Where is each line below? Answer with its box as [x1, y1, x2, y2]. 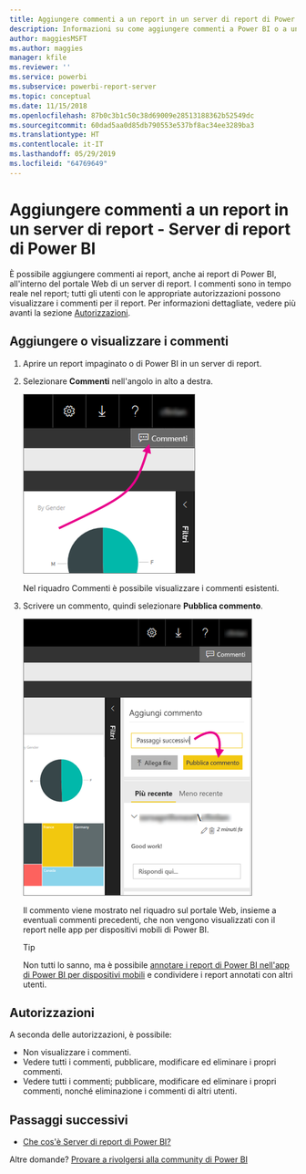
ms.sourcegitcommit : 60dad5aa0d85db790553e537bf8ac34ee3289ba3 [9, 120, 255, 130]
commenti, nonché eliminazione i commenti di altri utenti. [22, 1086, 238, 1096]
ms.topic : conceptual [9, 91, 92, 100]
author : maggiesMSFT [9, 34, 88, 43]
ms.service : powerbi [9, 73, 88, 82]
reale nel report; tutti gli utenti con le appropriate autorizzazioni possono [9, 287, 280, 298]
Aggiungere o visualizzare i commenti [9, 334, 229, 349]
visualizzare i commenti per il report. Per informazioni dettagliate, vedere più [9, 297, 296, 308]
